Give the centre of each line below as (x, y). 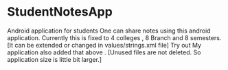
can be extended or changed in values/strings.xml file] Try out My (108, 45)
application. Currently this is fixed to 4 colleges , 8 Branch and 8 (98, 37)
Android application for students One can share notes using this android (109, 31)
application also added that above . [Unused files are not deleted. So (104, 52)
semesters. (206, 37)
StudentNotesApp (60, 12)
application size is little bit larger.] (54, 59)
